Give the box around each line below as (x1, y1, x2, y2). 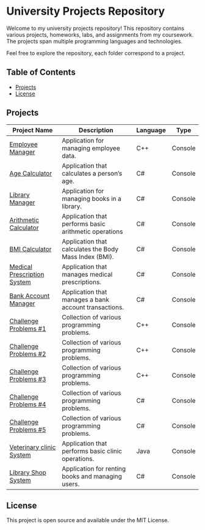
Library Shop (9, 468, 47, 477)
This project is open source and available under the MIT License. (6, 517, 170, 524)
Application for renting (62, 464, 126, 472)
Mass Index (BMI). (62, 252, 114, 261)
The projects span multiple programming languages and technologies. (6, 37, 183, 45)
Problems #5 (9, 425, 46, 434)
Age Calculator (9, 169, 52, 177)
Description (78, 125, 114, 134)
